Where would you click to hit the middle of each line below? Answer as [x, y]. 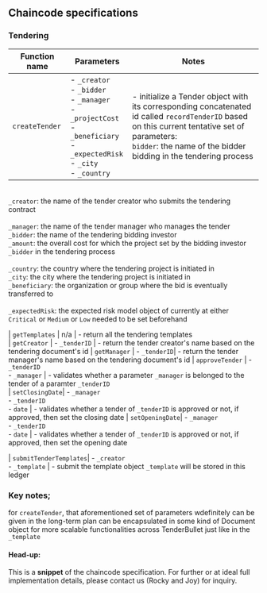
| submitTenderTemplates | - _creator [67, 458]
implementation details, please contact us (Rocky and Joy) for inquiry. [123, 581]
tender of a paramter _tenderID [59, 383]
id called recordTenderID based [190, 116]
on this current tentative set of [188, 126]
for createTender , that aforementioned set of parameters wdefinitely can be [132, 512]
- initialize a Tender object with [190, 96]
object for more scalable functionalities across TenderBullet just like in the [129, 529]
